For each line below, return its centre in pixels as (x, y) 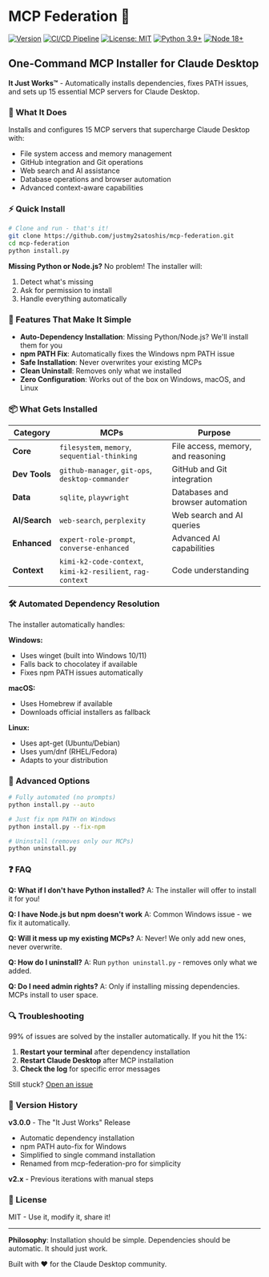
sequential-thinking (98, 456)
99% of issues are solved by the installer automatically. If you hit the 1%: (128, 1036)
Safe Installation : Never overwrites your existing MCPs (111, 363)
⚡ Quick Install (37, 209)
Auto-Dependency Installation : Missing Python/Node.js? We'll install (134, 337)
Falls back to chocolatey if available (78, 664)
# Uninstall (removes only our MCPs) (71, 841)
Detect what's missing (56, 281)
